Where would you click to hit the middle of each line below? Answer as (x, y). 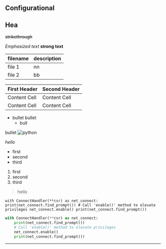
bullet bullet (24, 118)
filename (18, 59)
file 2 (14, 75)
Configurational (30, 8)
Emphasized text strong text (34, 46)
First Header (23, 89)
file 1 (14, 67)
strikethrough (19, 37)
